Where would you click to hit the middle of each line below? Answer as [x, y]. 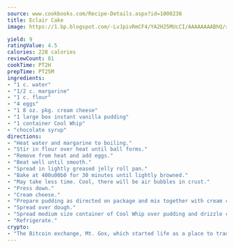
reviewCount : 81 [31, 59]
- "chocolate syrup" [37, 130]
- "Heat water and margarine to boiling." [70, 143]
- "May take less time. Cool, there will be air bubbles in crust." [109, 182]
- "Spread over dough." [42, 208]
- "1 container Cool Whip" [46, 123]
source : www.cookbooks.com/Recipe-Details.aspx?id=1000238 [95, 14]
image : [17, 26]
